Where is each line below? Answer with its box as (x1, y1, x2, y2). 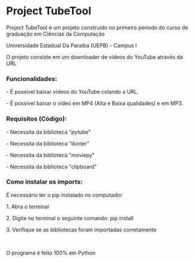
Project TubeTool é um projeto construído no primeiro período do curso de (6, 24, 189, 31)
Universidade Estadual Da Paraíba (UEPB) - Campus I (6, 42, 137, 49)
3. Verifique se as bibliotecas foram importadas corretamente (6, 226, 157, 233)
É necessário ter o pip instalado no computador (6, 191, 123, 198)
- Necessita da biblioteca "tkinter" (6, 140, 90, 147)
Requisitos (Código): (6, 115, 67, 123)
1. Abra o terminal (6, 203, 49, 210)
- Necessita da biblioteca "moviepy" (6, 151, 95, 159)
